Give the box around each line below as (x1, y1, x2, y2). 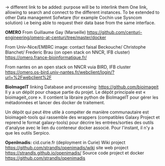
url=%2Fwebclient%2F (5, 75, 52, 80)
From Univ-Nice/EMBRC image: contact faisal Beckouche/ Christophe (5, 44, 146, 50)
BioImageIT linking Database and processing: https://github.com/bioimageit (5, 84, 159, 90)
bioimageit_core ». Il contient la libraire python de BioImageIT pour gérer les (5, 94, 159, 100)
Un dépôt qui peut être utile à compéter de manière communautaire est (5, 109, 149, 115)
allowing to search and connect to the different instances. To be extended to (5, 9, 160, 15)
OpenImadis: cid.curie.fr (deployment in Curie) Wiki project (5, 139, 126, 145)
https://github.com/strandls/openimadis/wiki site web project (5, 145, 129, 150)
